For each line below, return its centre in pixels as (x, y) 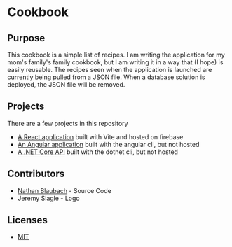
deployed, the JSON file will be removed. (66, 84)
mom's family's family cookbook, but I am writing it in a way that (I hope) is (115, 62)
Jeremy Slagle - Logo (48, 198)
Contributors (36, 174)
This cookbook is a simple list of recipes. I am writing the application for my (116, 55)
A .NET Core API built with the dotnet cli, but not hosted (98, 152)
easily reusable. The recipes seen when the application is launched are (110, 70)
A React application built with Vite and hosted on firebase (100, 136)
